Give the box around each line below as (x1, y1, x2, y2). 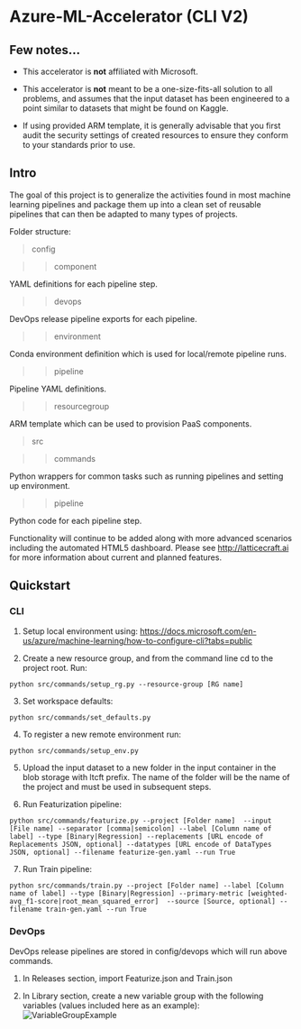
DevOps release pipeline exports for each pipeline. (9, 313, 197, 324)
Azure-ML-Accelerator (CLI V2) (9, 6, 250, 27)
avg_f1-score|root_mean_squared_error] (9, 896, 160, 905)
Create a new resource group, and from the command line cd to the (22, 652, 273, 664)
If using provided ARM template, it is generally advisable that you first (22, 120, 281, 131)
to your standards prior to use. (22, 140, 136, 150)
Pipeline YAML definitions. (9, 383, 106, 394)
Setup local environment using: (22, 625, 138, 637)
